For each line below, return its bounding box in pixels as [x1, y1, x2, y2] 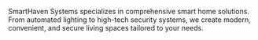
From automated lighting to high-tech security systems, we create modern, [8, 15, 252, 24]
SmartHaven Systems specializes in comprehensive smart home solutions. [8, 7, 250, 16]
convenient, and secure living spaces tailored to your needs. [8, 24, 204, 32]
